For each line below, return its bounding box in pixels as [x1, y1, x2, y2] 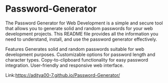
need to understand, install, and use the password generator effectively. [5, 36, 157, 42]
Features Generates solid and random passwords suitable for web [5, 46, 144, 52]
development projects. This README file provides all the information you [5, 31, 159, 37]
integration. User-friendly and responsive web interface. [5, 62, 124, 68]
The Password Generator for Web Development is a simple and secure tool [5, 20, 163, 26]
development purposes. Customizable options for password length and [5, 51, 155, 58]
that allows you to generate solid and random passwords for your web [5, 25, 153, 31]
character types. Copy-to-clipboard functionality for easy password [5, 57, 149, 63]
